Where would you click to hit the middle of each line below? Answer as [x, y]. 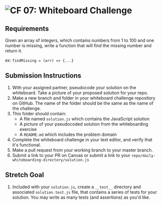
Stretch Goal [24, 175]
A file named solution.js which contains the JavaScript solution [84, 119]
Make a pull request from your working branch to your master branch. [82, 150]
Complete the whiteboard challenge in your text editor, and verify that [82, 139]
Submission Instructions [43, 76]
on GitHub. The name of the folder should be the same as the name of [83, 103]
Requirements [27, 29]
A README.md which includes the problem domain [68, 134]
